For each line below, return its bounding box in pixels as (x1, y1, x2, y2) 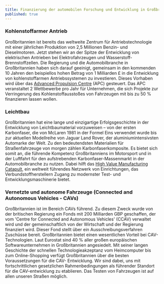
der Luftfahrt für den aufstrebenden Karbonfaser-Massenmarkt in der (5, 156, 145, 162)
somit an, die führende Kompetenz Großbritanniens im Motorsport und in (5, 151, 151, 156)
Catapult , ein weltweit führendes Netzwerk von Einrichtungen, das (5, 166, 139, 172)
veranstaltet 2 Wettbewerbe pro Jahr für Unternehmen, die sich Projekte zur (5, 86, 159, 91)
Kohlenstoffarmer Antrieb (5, 28, 67, 35)
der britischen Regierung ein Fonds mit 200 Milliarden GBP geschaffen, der (5, 211, 156, 217)
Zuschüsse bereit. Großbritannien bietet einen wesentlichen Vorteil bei (5, 232, 147, 238)
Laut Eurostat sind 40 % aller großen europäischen (35, 237, 138, 243)
